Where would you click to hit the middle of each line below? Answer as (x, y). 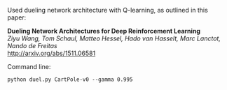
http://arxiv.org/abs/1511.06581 (51, 53)
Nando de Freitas (32, 46)
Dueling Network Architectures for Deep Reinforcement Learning (104, 31)
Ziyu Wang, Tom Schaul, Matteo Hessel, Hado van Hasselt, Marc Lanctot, (114, 38)
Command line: (29, 67)
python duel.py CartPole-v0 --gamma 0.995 (70, 80)
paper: (17, 17)
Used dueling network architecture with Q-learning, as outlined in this (108, 10)
